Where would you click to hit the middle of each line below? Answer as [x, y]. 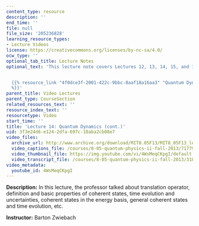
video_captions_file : [38, 148]
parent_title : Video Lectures [44, 93]
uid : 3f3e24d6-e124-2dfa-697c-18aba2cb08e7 [61, 132]
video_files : [22, 138]
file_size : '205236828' [36, 34]
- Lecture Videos [28, 45]
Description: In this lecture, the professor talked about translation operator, [98, 188]
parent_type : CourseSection [41, 99]
